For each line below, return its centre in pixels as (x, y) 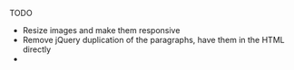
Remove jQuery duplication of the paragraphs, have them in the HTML (153, 40)
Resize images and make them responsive (101, 30)
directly (37, 49)
